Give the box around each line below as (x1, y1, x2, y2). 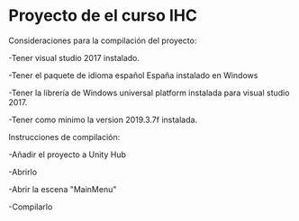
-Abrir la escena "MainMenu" (8, 183, 117, 194)
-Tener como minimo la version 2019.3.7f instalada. (8, 114, 198, 125)
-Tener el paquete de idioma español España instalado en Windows (8, 69, 258, 81)
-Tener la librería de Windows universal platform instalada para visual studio (8, 87, 290, 98)
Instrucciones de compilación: (8, 131, 121, 142)
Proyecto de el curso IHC (8, 5, 197, 26)
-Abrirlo (8, 166, 38, 177)
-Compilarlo (8, 201, 53, 212)
